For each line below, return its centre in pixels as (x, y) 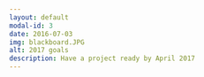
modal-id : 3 (31, 26)
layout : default (39, 17)
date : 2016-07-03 (41, 34)
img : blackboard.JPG (47, 42)
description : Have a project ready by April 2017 (102, 58)
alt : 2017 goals (39, 50)
